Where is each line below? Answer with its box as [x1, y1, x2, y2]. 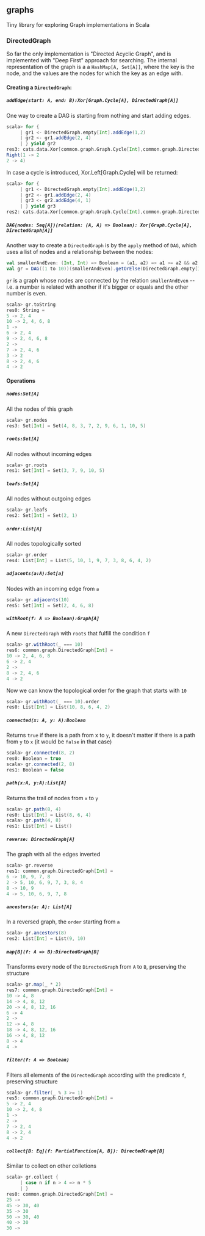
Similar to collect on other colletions [6, 1162, 96, 1169]
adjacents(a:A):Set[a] [6, 571, 64, 577]
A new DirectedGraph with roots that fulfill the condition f [6, 630, 151, 637]
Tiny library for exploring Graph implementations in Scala [6, 21, 150, 28]
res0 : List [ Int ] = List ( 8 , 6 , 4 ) [6, 812, 92, 818]
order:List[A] [6, 526, 43, 532]
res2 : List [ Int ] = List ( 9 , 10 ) [6, 936, 86, 942]
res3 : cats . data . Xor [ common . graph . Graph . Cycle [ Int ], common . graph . [6, 146, 179, 153]
